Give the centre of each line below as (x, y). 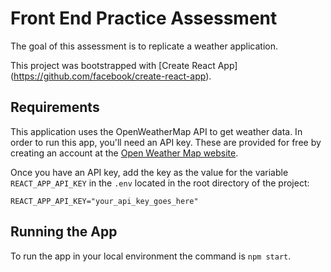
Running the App (64, 232)
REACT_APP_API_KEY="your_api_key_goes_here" (104, 201)
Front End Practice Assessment (144, 18)
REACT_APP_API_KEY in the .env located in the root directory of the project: (160, 183)
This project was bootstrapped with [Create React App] (124, 65)
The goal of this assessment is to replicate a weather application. (144, 46)
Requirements (55, 107)
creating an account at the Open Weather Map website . (124, 153)
